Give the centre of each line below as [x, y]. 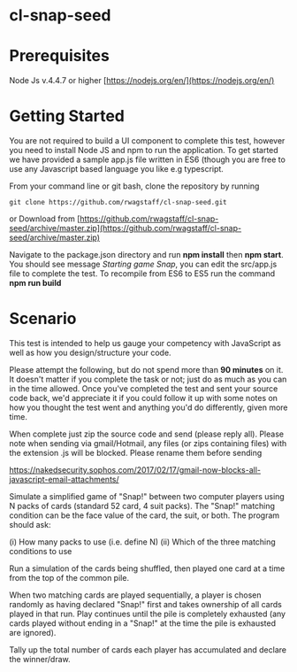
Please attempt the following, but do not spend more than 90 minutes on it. [146, 370]
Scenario [43, 319]
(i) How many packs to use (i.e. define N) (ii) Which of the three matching [142, 542]
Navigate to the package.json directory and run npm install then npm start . [147, 255]
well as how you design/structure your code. [90, 352]
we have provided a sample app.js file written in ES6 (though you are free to [147, 159]
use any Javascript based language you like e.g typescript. [116, 169]
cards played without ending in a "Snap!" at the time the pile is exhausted [143, 623]
